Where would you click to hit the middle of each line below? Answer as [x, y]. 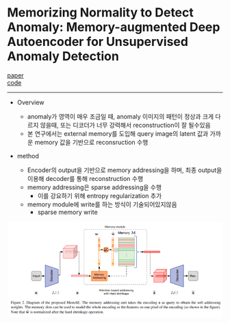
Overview [30, 102]
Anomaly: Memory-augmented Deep [114, 27]
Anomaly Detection [63, 57]
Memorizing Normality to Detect [100, 13]
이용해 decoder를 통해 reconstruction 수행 [85, 178]
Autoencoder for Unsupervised [98, 42]
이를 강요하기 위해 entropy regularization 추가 [100, 195]
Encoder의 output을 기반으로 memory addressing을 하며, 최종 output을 [125, 170]
